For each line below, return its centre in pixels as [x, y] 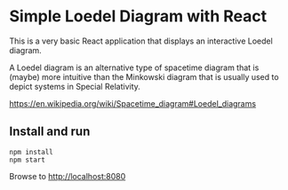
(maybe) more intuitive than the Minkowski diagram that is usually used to [144, 76]
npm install [31, 152]
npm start [28, 160]
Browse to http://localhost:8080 [68, 176]
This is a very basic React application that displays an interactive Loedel [141, 41]
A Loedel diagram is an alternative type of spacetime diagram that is [134, 67]
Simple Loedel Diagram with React [138, 16]
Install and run [50, 132]
